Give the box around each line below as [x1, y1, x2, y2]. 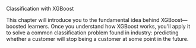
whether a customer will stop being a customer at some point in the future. [6, 36, 189, 42]
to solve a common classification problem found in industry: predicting [6, 29, 179, 36]
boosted [6, 23, 27, 30]
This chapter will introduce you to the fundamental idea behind [6, 17, 160, 23]
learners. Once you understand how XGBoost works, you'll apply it [27, 23, 191, 30]
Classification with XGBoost [6, 5, 74, 12]
